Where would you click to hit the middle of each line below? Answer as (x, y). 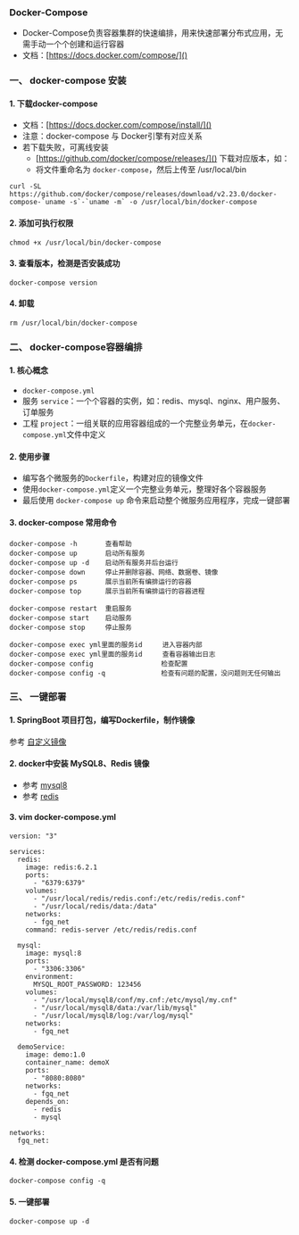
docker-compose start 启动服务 (71, 617)
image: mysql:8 (54, 953)
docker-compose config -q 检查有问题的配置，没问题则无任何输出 (145, 673)
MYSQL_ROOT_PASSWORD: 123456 (87, 985)
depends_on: (47, 1102)
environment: (50, 977)
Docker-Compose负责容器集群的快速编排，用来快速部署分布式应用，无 (153, 33)
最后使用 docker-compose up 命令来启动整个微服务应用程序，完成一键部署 (156, 501)
